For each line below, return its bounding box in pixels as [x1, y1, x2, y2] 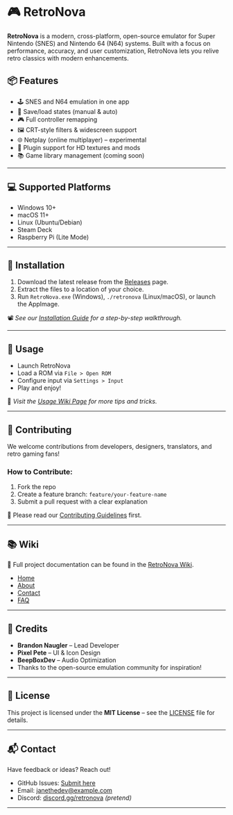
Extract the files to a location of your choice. [17, 285, 144, 294]
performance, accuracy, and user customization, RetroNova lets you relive [7, 47, 220, 55]
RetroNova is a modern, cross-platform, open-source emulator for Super [7, 31, 216, 40]
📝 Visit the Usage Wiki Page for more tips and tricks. [7, 397, 157, 406]
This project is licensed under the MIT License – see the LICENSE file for [7, 708, 215, 716]
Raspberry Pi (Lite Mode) [17, 233, 89, 241]
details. [7, 716, 28, 724]
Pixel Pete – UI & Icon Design [17, 648, 101, 657]
